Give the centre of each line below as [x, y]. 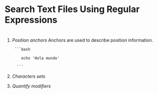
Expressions [31, 20]
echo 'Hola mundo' [40, 58]
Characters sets [29, 76]
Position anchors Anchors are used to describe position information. [83, 40]
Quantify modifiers [31, 86]
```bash [22, 50]
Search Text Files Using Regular [72, 9]
